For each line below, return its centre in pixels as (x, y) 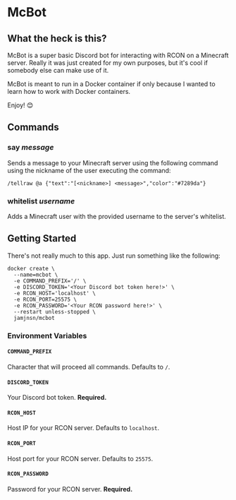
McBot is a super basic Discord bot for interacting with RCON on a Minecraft (118, 55)
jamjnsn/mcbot (34, 318)
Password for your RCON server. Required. (70, 489)
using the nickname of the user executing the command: (89, 170)
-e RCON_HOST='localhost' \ (55, 293)
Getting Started (42, 238)
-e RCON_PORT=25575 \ (45, 299)
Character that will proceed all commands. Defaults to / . (89, 367)
